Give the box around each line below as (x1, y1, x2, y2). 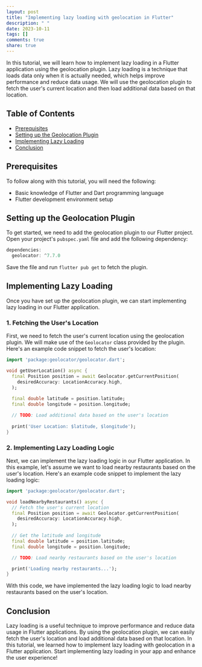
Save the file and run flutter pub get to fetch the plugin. (6, 264, 148, 271)
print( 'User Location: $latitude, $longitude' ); (11, 423, 136, 429)
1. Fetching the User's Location (6, 318, 99, 327)
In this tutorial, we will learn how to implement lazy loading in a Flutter (6, 59, 180, 66)
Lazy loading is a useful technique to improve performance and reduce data (6, 622, 195, 630)
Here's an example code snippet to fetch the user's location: (6, 345, 157, 353)
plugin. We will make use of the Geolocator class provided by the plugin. (6, 339, 186, 346)
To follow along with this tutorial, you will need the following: (6, 177, 156, 185)
